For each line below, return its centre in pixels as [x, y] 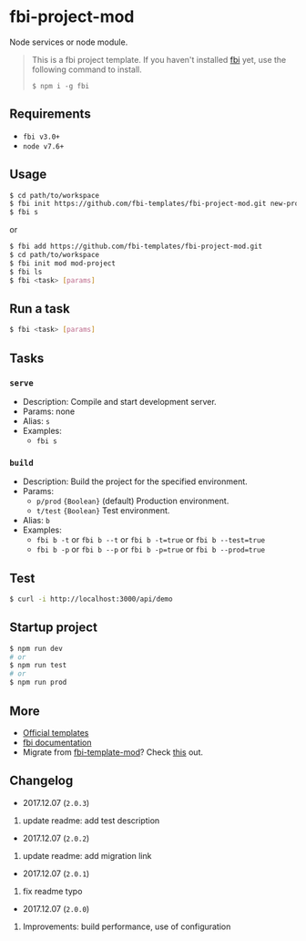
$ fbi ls [26, 272]
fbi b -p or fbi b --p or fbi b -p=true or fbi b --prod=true [151, 550]
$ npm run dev [36, 648]
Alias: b [36, 521]
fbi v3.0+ [41, 137]
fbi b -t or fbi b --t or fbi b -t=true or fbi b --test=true [151, 540]
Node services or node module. [69, 42]
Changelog [41, 781]
